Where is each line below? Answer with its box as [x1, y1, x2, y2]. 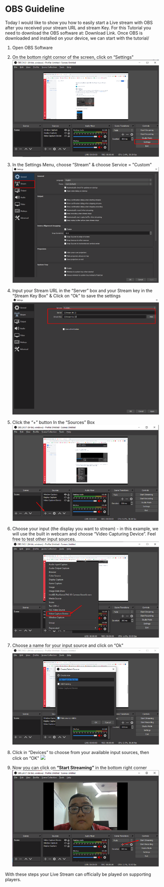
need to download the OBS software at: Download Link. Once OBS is [5, 30, 143, 36]
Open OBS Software [12, 44, 53, 50]
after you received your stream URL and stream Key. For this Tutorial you [5, 24, 151, 30]
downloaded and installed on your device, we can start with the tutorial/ [5, 35, 149, 41]
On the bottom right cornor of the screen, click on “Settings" [12, 54, 134, 60]
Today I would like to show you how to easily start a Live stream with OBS [5, 20, 153, 25]
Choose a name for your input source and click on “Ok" [12, 643, 123, 648]
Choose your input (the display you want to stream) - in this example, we [12, 526, 159, 532]
